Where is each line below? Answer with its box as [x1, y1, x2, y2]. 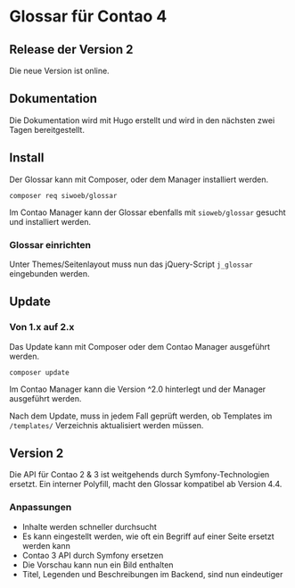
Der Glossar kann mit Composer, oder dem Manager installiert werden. [9, 174, 269, 185]
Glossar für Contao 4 [9, 6, 168, 27]
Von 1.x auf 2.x [9, 321, 75, 334]
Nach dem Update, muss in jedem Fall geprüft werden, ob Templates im [9, 410, 273, 421]
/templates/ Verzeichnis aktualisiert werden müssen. [9, 419, 204, 430]
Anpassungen [9, 501, 72, 514]
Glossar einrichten [9, 238, 92, 251]
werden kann [21, 540, 71, 551]
